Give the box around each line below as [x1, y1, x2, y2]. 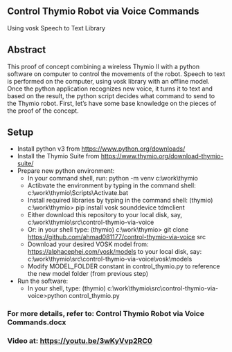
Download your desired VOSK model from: [27, 240, 149, 248]
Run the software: [17, 277, 69, 286]
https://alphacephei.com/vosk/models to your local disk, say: [27, 248, 202, 256]
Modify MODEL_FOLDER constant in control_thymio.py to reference [27, 262, 220, 270]
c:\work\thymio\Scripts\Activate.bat [27, 189, 129, 197]
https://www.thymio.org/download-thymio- [100, 152, 224, 160]
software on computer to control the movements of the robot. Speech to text [7, 69, 226, 78]
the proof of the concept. [7, 106, 79, 115]
